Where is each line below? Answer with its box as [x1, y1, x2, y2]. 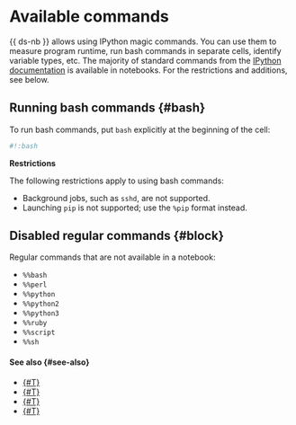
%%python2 [22, 299, 60, 309]
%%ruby [22, 319, 48, 328]
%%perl [22, 280, 48, 289]
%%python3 [22, 309, 60, 318]
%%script [22, 328, 56, 338]
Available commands [9, 6, 169, 27]
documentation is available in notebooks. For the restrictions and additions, [9, 65, 288, 75]
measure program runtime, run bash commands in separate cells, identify [9, 45, 282, 56]
